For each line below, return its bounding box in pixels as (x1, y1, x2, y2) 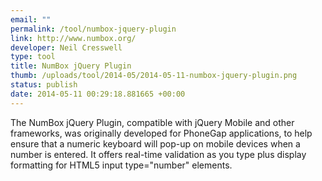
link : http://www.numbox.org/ (10, 33, 137, 43)
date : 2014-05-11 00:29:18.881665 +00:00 (10, 89, 186, 99)
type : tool (10, 52, 56, 62)
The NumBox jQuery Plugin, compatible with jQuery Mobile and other (10, 116, 295, 128)
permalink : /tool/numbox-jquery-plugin (10, 24, 177, 34)
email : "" (10, 14, 52, 25)
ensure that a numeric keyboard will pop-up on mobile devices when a (10, 137, 301, 150)
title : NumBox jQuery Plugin (10, 61, 132, 71)
